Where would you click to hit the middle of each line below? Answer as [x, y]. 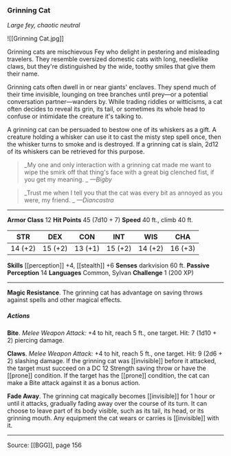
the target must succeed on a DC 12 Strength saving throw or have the [107, 368]
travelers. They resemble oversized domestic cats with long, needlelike [108, 59]
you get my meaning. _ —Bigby [68, 180]
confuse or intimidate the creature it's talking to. [75, 116]
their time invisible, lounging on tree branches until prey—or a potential [108, 94]
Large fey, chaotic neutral [44, 25]
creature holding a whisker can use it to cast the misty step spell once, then [114, 137]
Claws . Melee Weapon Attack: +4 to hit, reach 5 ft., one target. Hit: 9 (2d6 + [115, 354]
